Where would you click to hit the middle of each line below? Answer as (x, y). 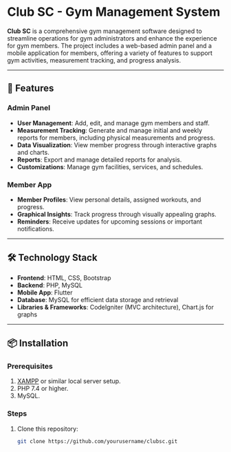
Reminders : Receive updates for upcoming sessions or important (110, 222)
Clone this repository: (47, 429)
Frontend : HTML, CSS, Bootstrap (64, 278)
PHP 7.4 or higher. (43, 389)
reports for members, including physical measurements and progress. (116, 138)
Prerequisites (30, 367)
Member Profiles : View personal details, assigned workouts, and (109, 200)
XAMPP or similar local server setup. (69, 381)
